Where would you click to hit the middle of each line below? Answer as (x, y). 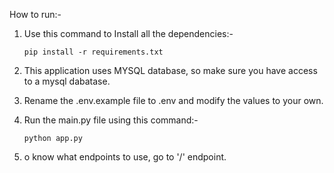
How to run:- (35, 14)
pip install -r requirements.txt (93, 52)
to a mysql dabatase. (67, 81)
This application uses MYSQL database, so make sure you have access (170, 70)
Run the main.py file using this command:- (111, 120)
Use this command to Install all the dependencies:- (128, 33)
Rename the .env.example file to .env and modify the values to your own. (173, 100)
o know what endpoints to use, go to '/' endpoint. (125, 157)
